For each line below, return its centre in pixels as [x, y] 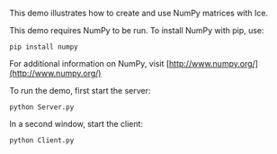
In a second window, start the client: [76, 124]
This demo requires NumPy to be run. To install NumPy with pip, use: [137, 30]
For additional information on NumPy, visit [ [89, 63]
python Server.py [42, 107]
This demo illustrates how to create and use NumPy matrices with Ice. [139, 13]
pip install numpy [44, 47]
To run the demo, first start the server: [80, 91]
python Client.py [42, 140]
